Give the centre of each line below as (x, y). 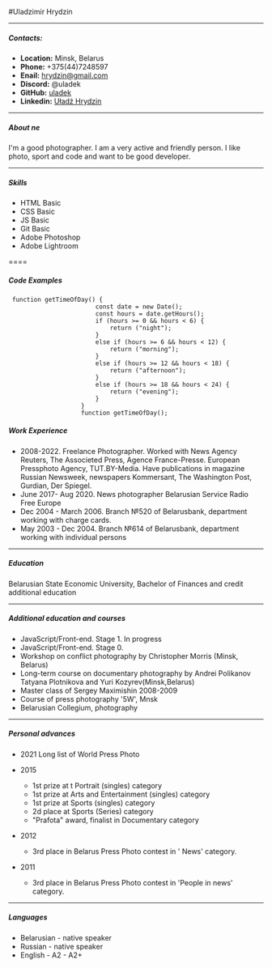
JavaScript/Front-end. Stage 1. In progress (91, 639)
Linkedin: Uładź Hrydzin (61, 101)
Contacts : (25, 38)
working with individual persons (73, 537)
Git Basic (35, 228)
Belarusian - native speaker (66, 937)
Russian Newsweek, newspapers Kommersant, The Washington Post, (136, 477)
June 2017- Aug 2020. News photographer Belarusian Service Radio (134, 494)
